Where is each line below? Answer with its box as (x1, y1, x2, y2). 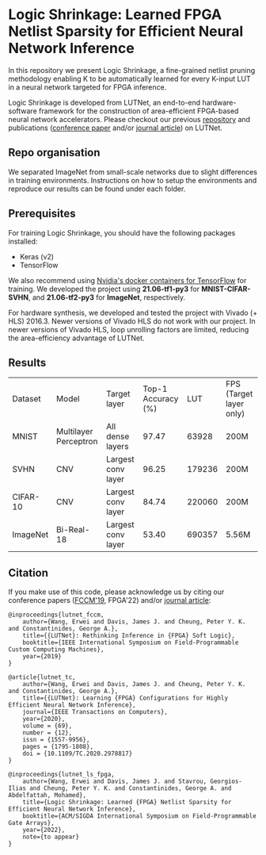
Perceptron (56, 436, 98, 447)
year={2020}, (22, 715, 66, 723)
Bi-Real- (56, 524, 90, 535)
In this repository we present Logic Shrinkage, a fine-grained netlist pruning (8, 65, 256, 75)
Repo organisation (8, 146, 101, 159)
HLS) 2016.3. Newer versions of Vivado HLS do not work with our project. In (8, 316, 256, 326)
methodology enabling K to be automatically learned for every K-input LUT (8, 74, 251, 83)
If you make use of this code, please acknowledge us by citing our (8, 587, 225, 596)
